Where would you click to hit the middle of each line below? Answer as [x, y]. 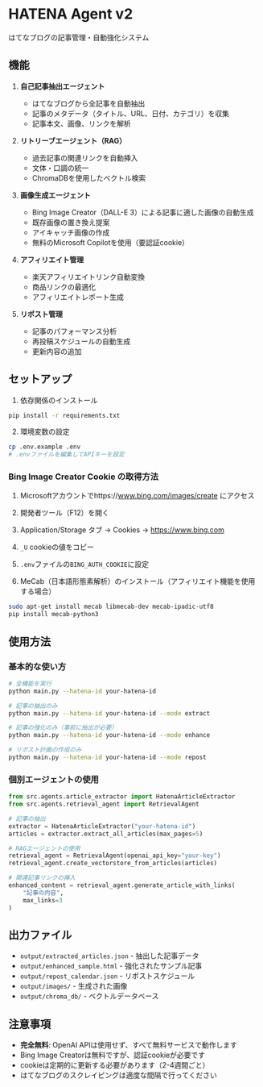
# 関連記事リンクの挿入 [42, 878]
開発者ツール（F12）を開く [65, 513]
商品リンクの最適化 [64, 286]
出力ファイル [40, 935]
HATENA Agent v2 [71, 14]
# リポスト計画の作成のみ [45, 750]
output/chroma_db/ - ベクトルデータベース [89, 996]
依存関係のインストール [59, 400]
